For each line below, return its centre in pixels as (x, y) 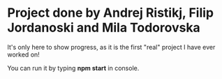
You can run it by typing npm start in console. (73, 68)
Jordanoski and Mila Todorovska (104, 28)
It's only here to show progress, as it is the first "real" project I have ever (111, 47)
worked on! (23, 55)
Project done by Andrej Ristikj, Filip (111, 13)
